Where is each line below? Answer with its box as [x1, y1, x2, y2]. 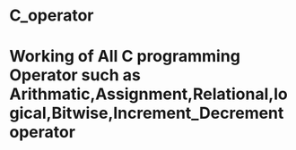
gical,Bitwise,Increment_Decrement [9, 104, 284, 123]
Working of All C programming [9, 46, 240, 67]
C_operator [9, 5, 94, 26]
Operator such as [9, 65, 141, 86]
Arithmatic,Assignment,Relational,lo [9, 84, 289, 104]
